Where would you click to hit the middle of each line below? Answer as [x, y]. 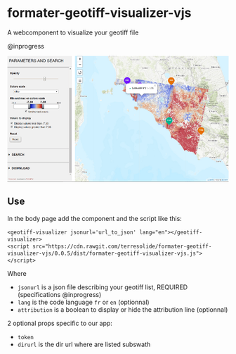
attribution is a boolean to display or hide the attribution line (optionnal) [123, 309]
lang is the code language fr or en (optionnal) [83, 302]
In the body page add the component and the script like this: [95, 218]
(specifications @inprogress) [59, 294]
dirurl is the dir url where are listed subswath [84, 344]
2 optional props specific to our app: [60, 323]
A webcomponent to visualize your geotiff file [73, 32]
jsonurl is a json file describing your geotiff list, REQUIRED [103, 287]
